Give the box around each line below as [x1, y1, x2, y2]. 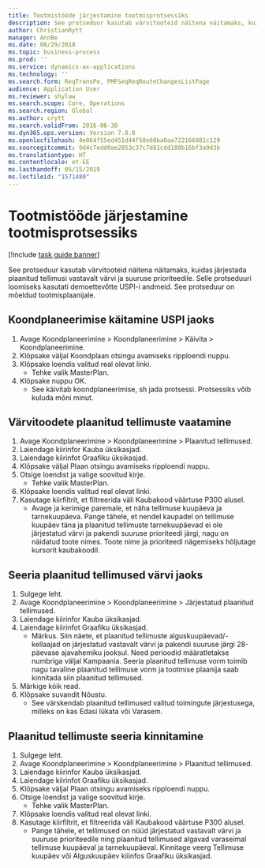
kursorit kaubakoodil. [31, 545, 100, 555]
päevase [31, 648, 60, 657]
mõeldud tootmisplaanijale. [8, 290, 96, 300]
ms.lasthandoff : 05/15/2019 [8, 166, 101, 174]
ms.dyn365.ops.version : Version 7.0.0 [8, 129, 136, 137]
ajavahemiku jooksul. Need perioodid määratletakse [61, 648, 230, 657]
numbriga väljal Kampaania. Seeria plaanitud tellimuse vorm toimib [31, 657, 248, 666]
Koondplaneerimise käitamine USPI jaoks [8, 313, 215, 327]
